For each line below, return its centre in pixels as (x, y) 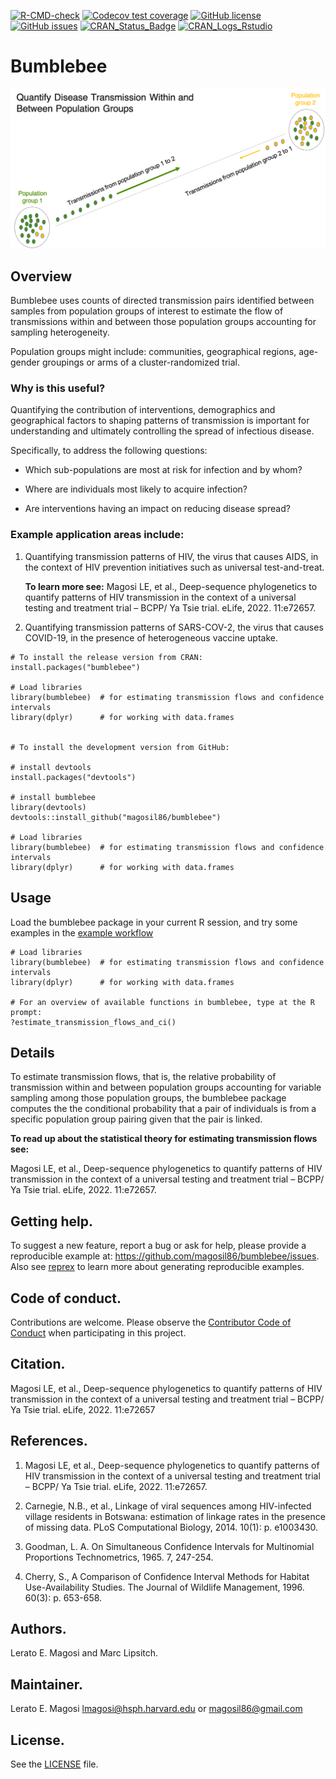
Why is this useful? (58, 388)
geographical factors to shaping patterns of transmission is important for (160, 421)
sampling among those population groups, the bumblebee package (148, 1098)
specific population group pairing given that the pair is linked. (136, 1119)
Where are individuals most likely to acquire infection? (136, 489)
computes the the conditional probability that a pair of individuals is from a (163, 1109)
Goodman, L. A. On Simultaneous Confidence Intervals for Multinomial (169, 1546)
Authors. (38, 1629)
